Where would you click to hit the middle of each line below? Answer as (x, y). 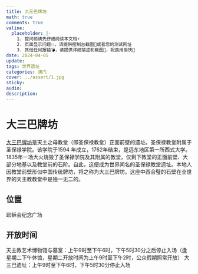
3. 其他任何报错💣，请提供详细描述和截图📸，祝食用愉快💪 (76, 50)
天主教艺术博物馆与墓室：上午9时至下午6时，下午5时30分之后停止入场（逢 (97, 250)
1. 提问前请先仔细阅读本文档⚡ (48, 39)
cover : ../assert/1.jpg (35, 77)
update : (16, 61)
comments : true (25, 22)
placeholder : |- (31, 34)
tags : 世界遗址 (23, 66)
